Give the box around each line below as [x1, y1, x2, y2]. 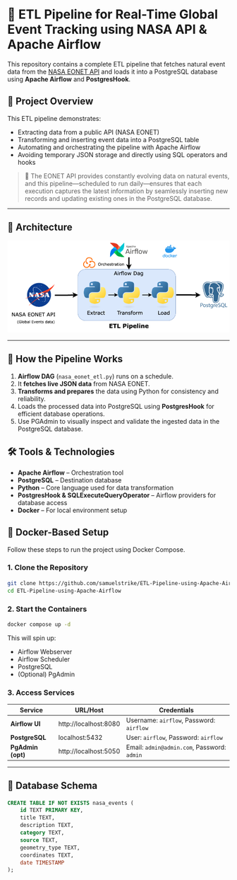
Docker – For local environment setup [17, 506, 128, 514]
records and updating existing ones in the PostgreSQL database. [24, 194, 213, 202]
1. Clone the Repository [7, 562, 88, 572]
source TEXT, [20, 836, 59, 844]
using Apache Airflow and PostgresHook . [7, 74, 131, 83]
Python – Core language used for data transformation [17, 483, 174, 492]
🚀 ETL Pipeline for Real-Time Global [7, 6, 219, 23]
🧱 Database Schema [7, 780, 98, 792]
